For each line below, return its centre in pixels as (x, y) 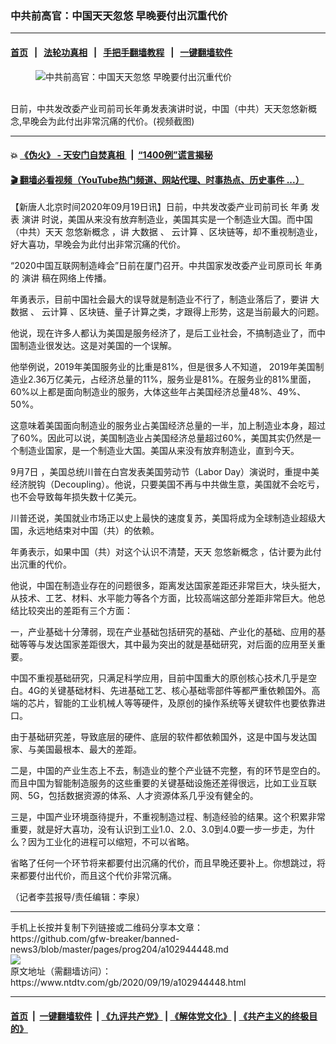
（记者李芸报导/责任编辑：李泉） (78, 897)
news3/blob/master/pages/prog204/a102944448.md (119, 949)
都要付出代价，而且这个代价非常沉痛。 (97, 876)
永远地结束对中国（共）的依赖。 (93, 531)
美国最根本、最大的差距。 (89, 749)
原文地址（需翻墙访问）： (61, 971)
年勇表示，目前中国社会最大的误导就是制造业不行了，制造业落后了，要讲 (159, 299)
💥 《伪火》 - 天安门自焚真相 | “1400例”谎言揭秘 (111, 155)
